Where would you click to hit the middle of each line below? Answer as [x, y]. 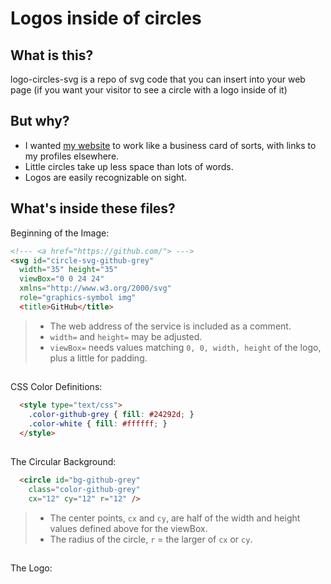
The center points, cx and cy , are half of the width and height [175, 518]
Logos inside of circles [106, 18]
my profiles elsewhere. [72, 156]
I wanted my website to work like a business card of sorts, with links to [170, 145]
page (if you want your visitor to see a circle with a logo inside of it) [149, 90]
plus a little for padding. [98, 358]
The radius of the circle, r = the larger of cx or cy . [151, 539]
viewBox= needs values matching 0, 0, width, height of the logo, [185, 347]
